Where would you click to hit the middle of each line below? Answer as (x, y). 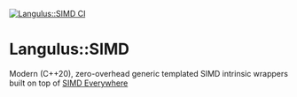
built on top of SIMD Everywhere (69, 83)
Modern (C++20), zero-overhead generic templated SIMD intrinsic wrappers (148, 73)
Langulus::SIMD (70, 49)
